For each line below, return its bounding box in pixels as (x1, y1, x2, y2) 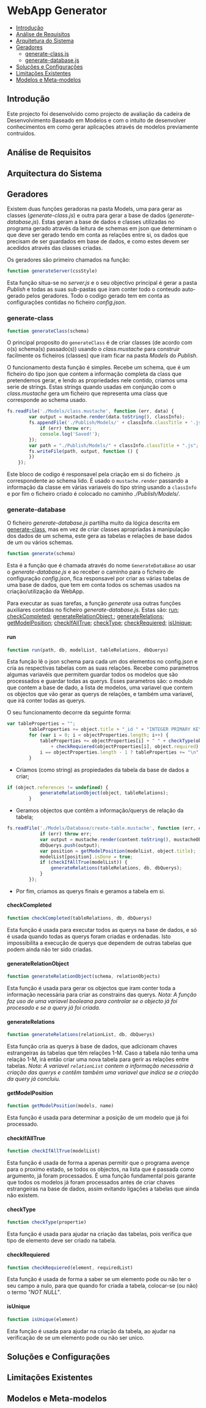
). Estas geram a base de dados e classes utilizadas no (36, 218, 175, 225)
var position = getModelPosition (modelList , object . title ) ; (39, 848, 196, 854)
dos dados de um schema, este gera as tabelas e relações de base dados (7, 532, 193, 540)
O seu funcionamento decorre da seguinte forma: (7, 709, 132, 716)
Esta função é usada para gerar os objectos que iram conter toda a (7, 985, 176, 992)
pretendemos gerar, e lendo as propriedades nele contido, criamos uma (7, 377, 188, 384)
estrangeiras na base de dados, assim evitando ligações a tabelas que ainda (7, 1185, 199, 1192)
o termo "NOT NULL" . (7, 1289, 62, 1296)
